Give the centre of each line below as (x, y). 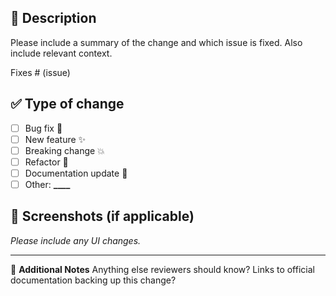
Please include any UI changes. (76, 240)
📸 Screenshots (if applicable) (102, 216)
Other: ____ (47, 184)
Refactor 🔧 (46, 162)
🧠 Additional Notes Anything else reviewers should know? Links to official (162, 269)
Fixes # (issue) (40, 72)
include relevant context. (61, 53)
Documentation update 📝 (76, 173)
